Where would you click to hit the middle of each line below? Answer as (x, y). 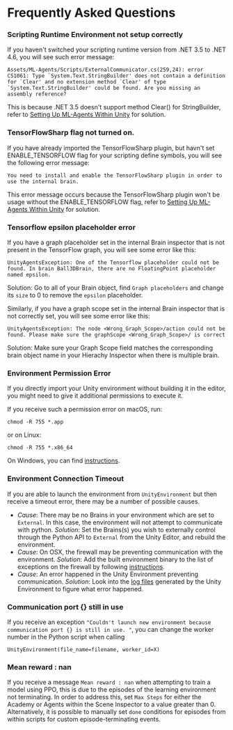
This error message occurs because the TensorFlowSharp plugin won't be (114, 194)
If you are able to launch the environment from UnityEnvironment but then (112, 494)
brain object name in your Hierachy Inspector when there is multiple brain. (113, 355)
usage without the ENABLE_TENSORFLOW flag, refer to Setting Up (103, 202)
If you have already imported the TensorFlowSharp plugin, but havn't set (111, 148)
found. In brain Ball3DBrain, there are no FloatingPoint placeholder (112, 269)
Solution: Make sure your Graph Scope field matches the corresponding (110, 348)
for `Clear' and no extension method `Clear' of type (87, 82)
